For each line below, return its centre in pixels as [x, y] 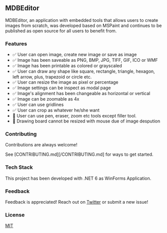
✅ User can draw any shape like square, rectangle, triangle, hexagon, [84, 71]
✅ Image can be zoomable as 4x [46, 99]
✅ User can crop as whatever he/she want [56, 110]
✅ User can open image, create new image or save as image [75, 55]
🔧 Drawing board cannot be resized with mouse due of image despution [86, 121]
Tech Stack [19, 167]
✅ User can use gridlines [38, 105]
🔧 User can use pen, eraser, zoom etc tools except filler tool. [75, 116]
